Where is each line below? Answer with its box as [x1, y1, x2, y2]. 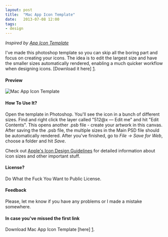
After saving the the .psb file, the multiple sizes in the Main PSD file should [5, 127, 159, 133]
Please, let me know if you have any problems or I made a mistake [5, 198, 142, 204]
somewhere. [5, 203, 31, 209]
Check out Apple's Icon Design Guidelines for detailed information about [5, 147, 155, 153]
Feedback [5, 187, 27, 193]
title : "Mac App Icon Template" [5, 12, 75, 17]
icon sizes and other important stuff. [5, 153, 80, 159]
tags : [5, 21, 17, 27]
